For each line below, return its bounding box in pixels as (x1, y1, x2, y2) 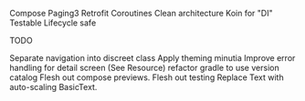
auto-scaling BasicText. (9, 82, 98, 92)
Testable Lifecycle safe (9, 17, 97, 28)
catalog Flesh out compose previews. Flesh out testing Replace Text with (9, 72, 285, 83)
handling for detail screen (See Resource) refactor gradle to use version (9, 63, 280, 73)
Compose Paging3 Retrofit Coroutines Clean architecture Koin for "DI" (9, 8, 273, 18)
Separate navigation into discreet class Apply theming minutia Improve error (9, 53, 296, 63)
